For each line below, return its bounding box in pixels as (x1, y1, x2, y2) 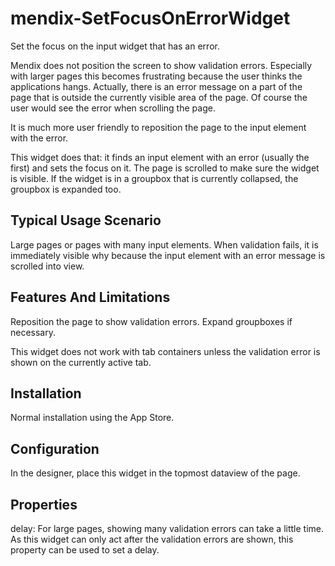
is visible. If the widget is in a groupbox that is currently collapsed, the (10, 172, 299, 184)
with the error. (10, 132, 69, 144)
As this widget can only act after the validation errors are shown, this (10, 533, 294, 545)
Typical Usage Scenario (10, 212, 162, 229)
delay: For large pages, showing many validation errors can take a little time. (10, 523, 325, 534)
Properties (10, 496, 78, 513)
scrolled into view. (10, 260, 85, 272)
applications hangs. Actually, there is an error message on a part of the (10, 80, 303, 92)
